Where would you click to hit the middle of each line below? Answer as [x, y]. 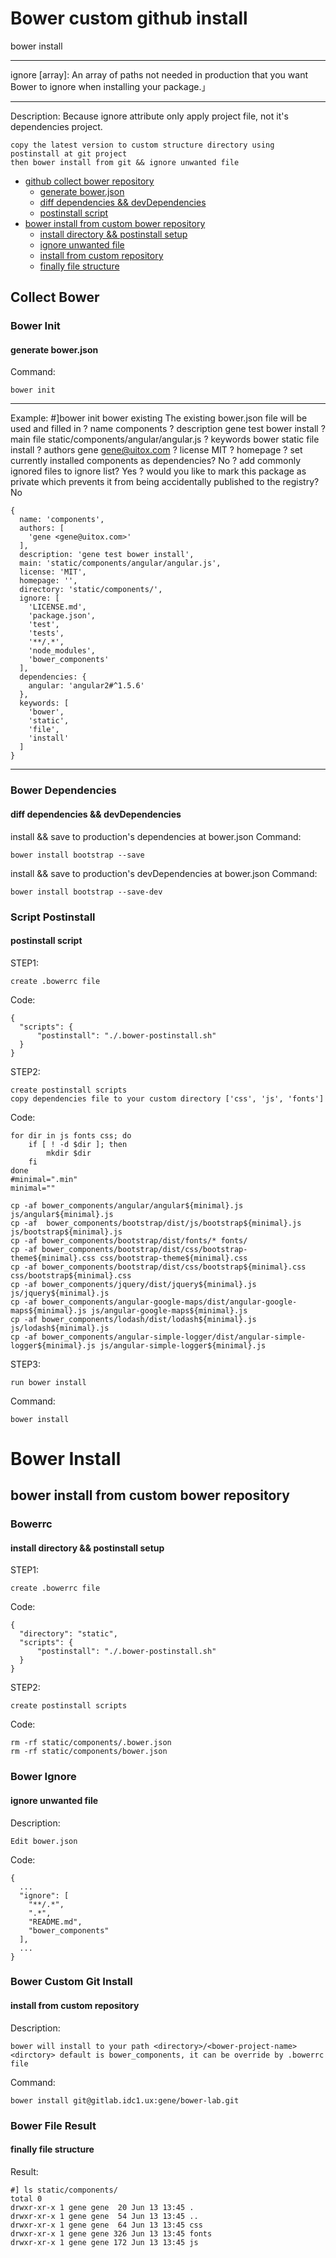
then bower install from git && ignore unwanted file [125, 162]
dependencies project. [56, 126]
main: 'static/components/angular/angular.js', [120, 563]
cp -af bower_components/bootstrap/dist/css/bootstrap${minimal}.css [158, 1267]
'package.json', [62, 616]
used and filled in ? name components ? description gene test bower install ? [168, 429]
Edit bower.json [44, 1841]
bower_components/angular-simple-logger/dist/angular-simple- [174, 1337]
